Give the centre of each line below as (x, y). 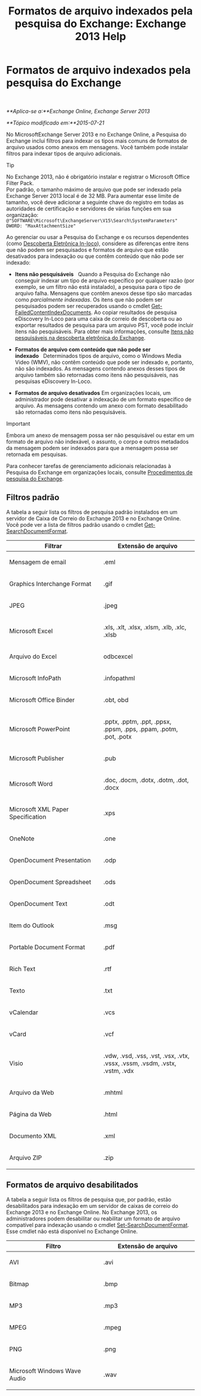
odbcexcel (118, 656)
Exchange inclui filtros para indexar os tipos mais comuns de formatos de (97, 141)
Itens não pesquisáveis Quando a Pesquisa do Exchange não (92, 274)
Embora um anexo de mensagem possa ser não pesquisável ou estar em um (100, 435)
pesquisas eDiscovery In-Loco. (53, 381)
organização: (22, 215)
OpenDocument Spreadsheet (50, 882)
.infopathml (120, 678)
